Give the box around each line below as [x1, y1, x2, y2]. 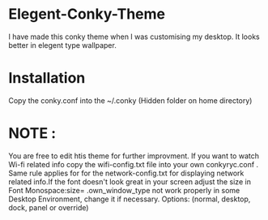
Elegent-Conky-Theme [8, 5, 166, 24]
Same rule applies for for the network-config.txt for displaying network [8, 168, 245, 178]
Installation [8, 69, 86, 88]
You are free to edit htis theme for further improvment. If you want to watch [8, 151, 259, 161]
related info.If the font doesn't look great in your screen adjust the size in [8, 176, 251, 187]
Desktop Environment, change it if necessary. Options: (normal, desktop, [8, 194, 251, 204]
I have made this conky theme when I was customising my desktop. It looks [8, 32, 261, 41]
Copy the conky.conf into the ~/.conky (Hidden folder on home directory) [8, 95, 253, 106]
